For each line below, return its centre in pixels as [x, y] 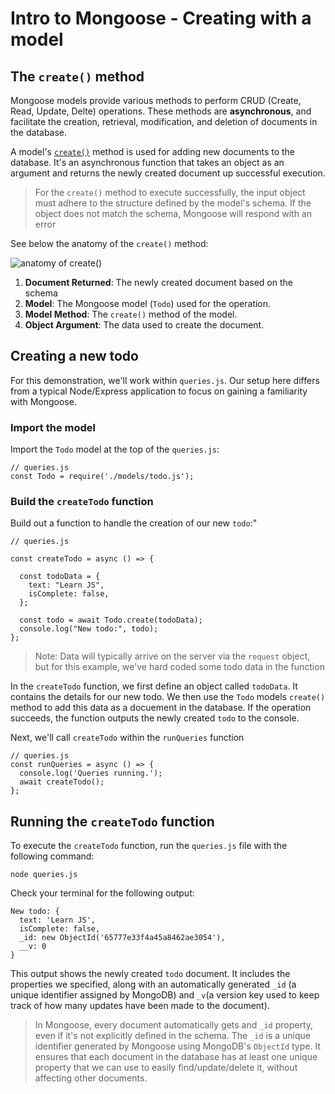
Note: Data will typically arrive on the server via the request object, [172, 656]
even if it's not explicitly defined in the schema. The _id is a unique [172, 1036]
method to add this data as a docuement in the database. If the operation [161, 708]
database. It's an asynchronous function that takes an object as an [147, 162]
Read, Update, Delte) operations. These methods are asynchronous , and [161, 111]
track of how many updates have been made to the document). [140, 1006]
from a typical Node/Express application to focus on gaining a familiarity [159, 391]
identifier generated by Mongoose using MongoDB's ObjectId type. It [177, 1046]
